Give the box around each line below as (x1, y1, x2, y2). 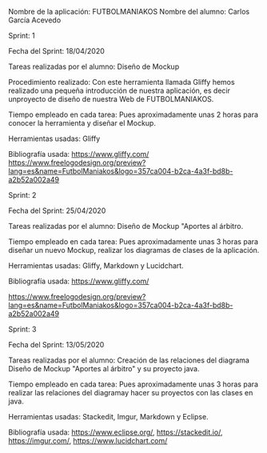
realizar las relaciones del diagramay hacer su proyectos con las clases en (8, 388, 253, 397)
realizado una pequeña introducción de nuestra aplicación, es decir (8, 86, 230, 95)
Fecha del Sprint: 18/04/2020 (8, 46, 106, 55)
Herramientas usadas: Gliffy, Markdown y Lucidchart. (8, 261, 184, 271)
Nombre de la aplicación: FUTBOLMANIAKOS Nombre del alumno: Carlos (8, 7, 250, 16)
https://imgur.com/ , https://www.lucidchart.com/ (8, 436, 168, 445)
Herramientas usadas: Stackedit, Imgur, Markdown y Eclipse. (8, 412, 209, 421)
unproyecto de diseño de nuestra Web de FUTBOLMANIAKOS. (8, 94, 214, 103)
